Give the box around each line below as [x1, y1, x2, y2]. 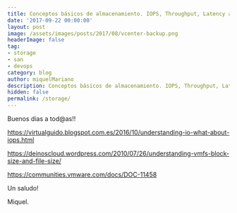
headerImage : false [7, 37, 65, 44]
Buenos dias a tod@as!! [7, 115, 76, 123]
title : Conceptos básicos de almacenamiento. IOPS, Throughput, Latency [7, 10, 226, 18]
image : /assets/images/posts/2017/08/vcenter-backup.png [7, 30, 178, 37]
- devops [7, 63, 33, 70]
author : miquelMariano [7, 75, 74, 83]
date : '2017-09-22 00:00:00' [7, 17, 93, 24]
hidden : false [7, 89, 49, 96]
